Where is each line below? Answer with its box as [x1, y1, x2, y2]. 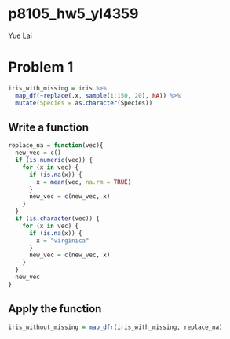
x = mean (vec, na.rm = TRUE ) [36, 178, 132, 186]
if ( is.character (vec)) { [15, 215, 100, 223]
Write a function [8, 120, 89, 134]
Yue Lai [8, 31, 33, 40]
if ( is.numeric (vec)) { [15, 157, 93, 164]
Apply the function [8, 302, 102, 315]
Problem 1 [8, 58, 74, 76]
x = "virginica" [36, 237, 89, 245]
